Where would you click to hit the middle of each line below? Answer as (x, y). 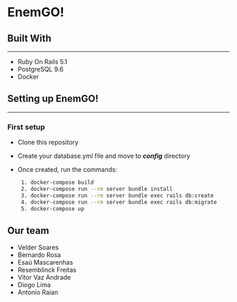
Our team (28, 231)
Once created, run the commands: (67, 170)
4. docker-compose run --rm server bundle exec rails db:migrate (119, 202)
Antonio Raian (38, 292)
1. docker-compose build (57, 183)
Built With (29, 38)
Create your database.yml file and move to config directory (104, 156)
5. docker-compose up (53, 208)
